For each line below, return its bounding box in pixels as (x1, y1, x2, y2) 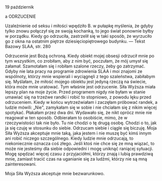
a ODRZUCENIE (5, 14, 36, 19)
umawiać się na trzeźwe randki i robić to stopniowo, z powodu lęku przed (5, 94, 151, 100)
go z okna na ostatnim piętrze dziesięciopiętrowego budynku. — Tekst (5, 38, 146, 44)
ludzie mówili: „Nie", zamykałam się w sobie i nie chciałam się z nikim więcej (5, 104, 157, 110)
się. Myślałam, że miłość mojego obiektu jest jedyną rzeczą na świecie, (5, 79, 147, 84)
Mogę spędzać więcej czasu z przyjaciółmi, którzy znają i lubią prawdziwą (5, 151, 153, 157)
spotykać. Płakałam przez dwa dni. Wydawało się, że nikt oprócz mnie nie (5, 110, 152, 115)
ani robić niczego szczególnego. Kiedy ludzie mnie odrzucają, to (5, 135, 134, 141)
